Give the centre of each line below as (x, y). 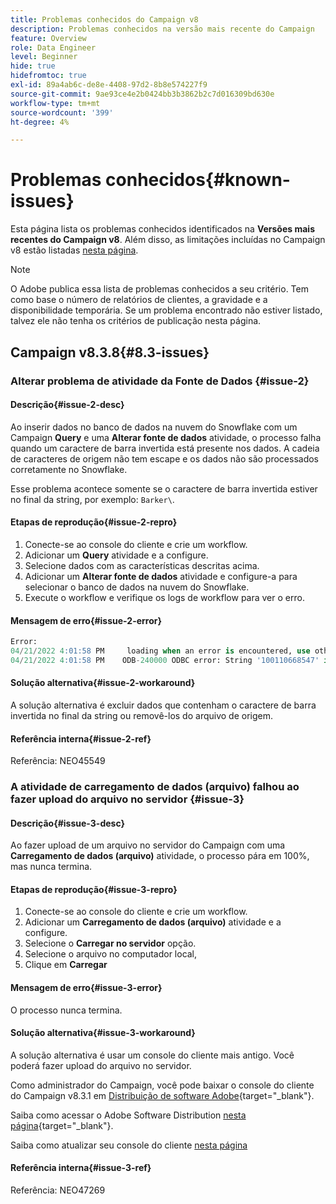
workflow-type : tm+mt (55, 103)
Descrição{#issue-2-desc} (67, 405)
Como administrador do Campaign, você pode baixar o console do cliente (162, 1085)
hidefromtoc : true (48, 76)
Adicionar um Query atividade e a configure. (116, 555)
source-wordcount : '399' (62, 112)
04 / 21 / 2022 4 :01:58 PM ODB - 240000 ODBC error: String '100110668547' (165, 660)
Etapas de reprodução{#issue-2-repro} (94, 522)
